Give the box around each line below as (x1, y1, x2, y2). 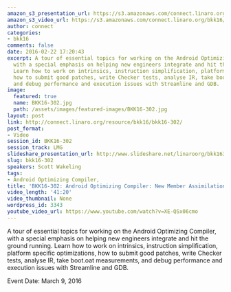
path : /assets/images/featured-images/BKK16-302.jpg (13, 106, 168, 113)
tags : (7, 170, 23, 177)
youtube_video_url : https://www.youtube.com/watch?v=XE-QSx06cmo (7, 208, 198, 215)
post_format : (7, 125, 45, 132)
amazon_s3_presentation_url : (7, 10, 91, 17)
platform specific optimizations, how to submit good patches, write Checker (7, 249, 222, 257)
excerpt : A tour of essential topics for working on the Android (7, 55, 198, 62)
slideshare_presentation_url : (7, 150, 94, 158)
